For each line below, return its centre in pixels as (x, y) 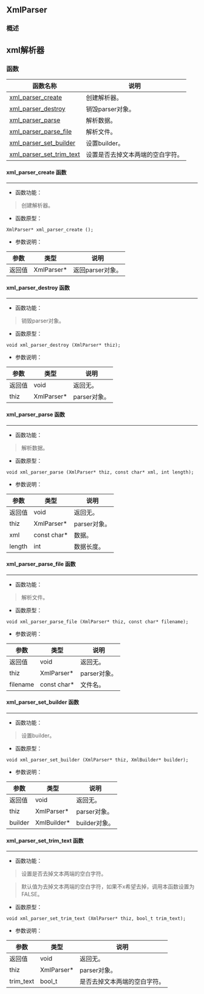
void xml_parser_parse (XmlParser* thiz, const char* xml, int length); (100, 472)
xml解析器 (25, 50)
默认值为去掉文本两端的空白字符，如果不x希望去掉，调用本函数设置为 (108, 887)
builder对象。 (95, 823)
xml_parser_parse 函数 (36, 414)
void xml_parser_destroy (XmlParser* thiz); (63, 346)
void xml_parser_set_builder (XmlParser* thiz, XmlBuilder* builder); (97, 760)
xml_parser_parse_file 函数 (41, 564)
